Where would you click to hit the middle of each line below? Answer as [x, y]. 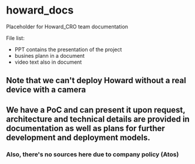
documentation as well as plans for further [86, 128]
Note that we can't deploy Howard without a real [96, 81]
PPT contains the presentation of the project [68, 49]
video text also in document [48, 62]
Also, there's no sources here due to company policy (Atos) [93, 154]
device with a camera [46, 90]
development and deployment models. [78, 137]
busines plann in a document [50, 55]
